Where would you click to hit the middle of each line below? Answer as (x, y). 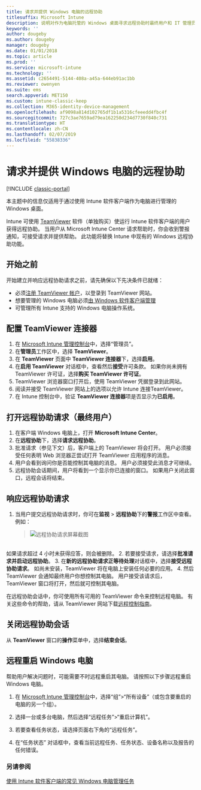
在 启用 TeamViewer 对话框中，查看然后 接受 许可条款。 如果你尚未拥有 (101, 367)
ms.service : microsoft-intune (44, 67)
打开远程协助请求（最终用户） (61, 417)
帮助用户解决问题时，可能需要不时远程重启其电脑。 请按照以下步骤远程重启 (99, 676)
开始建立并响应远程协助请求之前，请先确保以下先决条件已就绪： (85, 280)
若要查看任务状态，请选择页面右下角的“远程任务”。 (77, 729)
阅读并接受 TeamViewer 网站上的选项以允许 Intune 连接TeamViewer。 (100, 389)
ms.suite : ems (24, 90)
